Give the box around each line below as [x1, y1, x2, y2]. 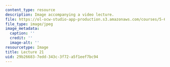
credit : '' [10, 36, 33, 41]
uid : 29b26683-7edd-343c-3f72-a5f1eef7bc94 [5, 54, 99, 59]
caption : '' [10, 31, 35, 36]
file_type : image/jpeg [5, 21, 53, 27]
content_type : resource [5, 7, 56, 13]
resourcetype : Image [5, 45, 49, 50]
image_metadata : [5, 26, 39, 31]
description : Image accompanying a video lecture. [5, 12, 114, 17]
